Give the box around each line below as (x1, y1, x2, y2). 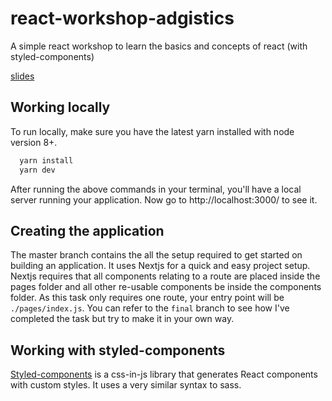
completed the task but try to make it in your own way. (10, 313, 235, 325)
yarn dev (19, 165, 56, 175)
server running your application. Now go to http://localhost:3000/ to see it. (10, 193, 318, 206)
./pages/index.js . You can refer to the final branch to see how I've (10, 302, 290, 314)
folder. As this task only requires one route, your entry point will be (10, 292, 285, 304)
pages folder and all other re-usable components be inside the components (10, 281, 322, 293)
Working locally (10, 99, 111, 116)
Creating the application (10, 222, 165, 239)
